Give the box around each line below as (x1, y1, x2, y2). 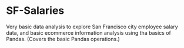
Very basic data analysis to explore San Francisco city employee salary (6, 23, 178, 30)
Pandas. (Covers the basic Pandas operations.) (6, 35, 121, 42)
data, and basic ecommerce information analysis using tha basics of (6, 29, 172, 36)
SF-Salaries (6, 4, 65, 17)
